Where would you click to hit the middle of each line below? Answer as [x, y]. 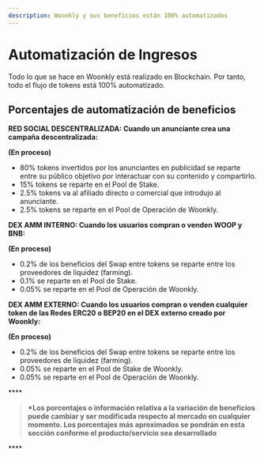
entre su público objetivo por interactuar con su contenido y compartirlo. [138, 176]
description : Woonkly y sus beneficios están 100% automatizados [118, 15]
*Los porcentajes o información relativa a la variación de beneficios [141, 408]
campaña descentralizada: [53, 137]
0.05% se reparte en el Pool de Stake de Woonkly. [101, 369]
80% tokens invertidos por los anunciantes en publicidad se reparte [130, 168]
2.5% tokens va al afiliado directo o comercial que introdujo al [120, 193]
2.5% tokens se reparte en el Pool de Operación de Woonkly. [119, 210]
